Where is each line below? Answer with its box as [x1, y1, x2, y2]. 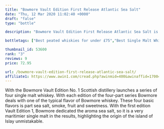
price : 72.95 [5, 60, 32, 66]
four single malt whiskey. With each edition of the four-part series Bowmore [5, 92, 158, 98]
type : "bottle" [5, 20, 36, 26]
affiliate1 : [5, 74, 29, 79]
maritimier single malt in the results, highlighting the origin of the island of [5, 113, 153, 119]
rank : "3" [5, 52, 25, 56]
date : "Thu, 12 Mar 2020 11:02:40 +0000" [5, 12, 91, 17]
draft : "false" [5, 16, 36, 21]
